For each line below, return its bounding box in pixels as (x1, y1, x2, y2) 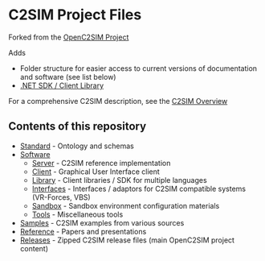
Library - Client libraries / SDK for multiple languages (31, 175, 207, 184)
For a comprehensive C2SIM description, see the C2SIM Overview (8, 96, 228, 106)
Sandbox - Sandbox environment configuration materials (31, 201, 220, 210)
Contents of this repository (8, 119, 147, 134)
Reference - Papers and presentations (19, 226, 147, 236)
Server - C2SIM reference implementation (31, 158, 171, 168)
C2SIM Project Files (8, 6, 142, 24)
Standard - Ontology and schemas (19, 141, 134, 151)
